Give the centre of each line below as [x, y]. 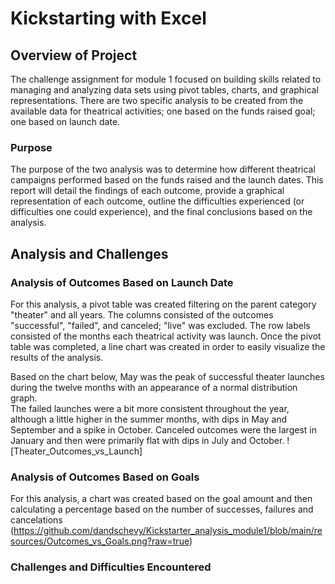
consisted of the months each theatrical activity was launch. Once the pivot [166, 336]
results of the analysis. [57, 357]
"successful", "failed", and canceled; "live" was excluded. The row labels [160, 325]
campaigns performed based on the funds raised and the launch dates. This [167, 180]
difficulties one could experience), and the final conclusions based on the [161, 212]
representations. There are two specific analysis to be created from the [157, 100]
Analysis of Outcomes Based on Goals [105, 477]
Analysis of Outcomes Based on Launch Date [122, 282]
